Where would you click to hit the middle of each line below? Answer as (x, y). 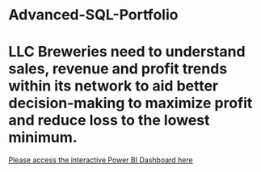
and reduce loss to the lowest (109, 121)
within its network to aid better (114, 86)
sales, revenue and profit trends (118, 69)
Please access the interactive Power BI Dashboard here (101, 160)
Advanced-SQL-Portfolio (93, 15)
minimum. (43, 138)
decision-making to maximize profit (130, 103)
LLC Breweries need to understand (127, 52)
